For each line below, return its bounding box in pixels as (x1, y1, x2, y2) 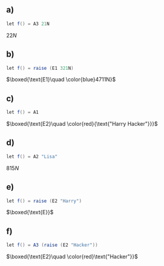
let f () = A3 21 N (6, 20, 50, 26)
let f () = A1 (6, 110, 39, 116)
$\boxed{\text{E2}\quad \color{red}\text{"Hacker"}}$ (6, 253, 138, 261)
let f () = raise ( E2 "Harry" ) (6, 198, 82, 204)
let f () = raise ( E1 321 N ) (6, 65, 74, 71)
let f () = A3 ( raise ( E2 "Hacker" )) (6, 242, 98, 249)
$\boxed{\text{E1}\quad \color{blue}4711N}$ (6, 76, 116, 83)
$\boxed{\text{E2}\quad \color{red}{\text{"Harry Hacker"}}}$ (6, 120, 158, 128)
